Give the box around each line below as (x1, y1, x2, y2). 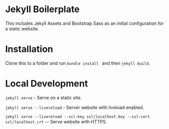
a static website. (5, 25, 39, 31)
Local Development (5, 78, 88, 90)
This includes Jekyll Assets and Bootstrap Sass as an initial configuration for (5, 20, 164, 26)
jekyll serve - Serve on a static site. (5, 95, 82, 101)
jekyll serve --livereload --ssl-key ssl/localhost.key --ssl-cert (5, 114, 150, 119)
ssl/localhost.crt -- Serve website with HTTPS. (5, 118, 107, 124)
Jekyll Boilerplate (5, 4, 80, 15)
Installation (5, 44, 53, 55)
